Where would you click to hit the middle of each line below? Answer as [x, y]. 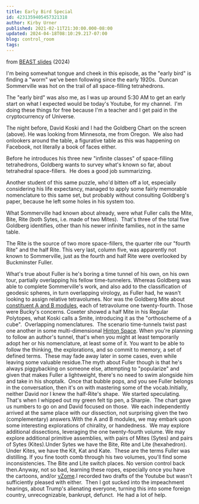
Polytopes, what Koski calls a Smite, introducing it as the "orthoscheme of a [99, 318]
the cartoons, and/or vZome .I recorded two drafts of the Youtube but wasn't [99, 475]
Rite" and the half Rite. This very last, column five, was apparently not [91, 250]
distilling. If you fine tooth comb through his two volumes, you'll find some [97, 457]
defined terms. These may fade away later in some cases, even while [91, 356]
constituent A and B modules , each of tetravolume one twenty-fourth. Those [99, 305]
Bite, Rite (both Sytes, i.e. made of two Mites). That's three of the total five [98, 219]
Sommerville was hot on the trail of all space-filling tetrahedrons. [86, 86]
